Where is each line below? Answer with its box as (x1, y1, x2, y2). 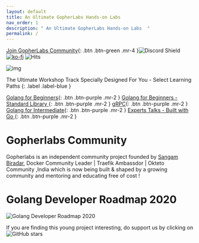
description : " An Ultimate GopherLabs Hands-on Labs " (6, 25, 150, 31)
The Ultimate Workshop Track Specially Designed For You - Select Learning (6, 76, 192, 84)
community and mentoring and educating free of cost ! (6, 172, 141, 180)
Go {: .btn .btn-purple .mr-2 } (6, 113, 77, 120)
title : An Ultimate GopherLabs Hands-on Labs (6, 14, 121, 20)
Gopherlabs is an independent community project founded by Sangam (6, 154, 178, 161)
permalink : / (6, 31, 39, 37)
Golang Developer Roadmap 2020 (6, 193, 177, 206)
